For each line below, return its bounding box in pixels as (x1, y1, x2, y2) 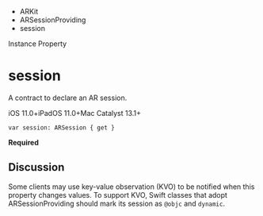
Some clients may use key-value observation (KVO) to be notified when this (8, 182, 255, 191)
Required (8, 137, 40, 147)
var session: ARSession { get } (8, 123, 115, 132)
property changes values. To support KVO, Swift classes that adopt (8, 190, 228, 199)
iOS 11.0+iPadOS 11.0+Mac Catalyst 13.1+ (8, 108, 141, 118)
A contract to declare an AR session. (8, 93, 128, 102)
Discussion (8, 160, 65, 174)
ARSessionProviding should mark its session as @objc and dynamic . (8, 199, 226, 208)
